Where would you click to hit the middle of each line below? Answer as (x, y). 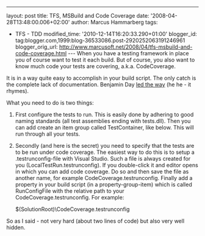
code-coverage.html (41, 53)
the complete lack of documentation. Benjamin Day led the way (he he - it (99, 85)
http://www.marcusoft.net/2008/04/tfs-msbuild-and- (126, 47)
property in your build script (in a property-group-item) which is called (103, 184)
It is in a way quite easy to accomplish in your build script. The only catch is (101, 78)
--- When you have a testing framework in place (128, 53)
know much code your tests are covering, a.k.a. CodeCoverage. (95, 66)
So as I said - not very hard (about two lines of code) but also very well (95, 221)
